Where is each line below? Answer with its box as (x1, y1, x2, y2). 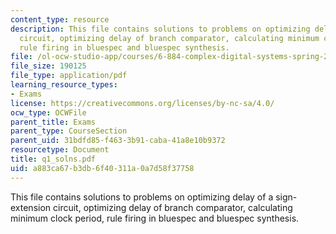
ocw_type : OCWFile (10, 107, 87, 118)
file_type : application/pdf (10, 71, 128, 81)
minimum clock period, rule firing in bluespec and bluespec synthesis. (10, 212, 300, 224)
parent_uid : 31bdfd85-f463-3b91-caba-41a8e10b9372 (10, 136, 226, 146)
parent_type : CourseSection (10, 126, 128, 136)
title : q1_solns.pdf (10, 154, 97, 164)
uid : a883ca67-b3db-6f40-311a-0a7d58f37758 (10, 163, 195, 173)
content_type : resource (10, 14, 110, 25)
